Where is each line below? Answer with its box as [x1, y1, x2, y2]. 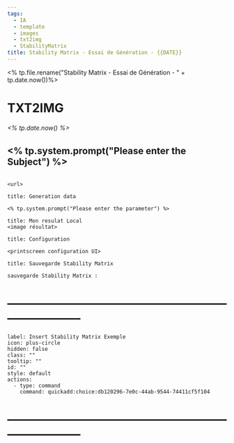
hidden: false [7, 345, 49, 352]
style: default [7, 370, 52, 377]
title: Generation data [7, 193, 77, 200]
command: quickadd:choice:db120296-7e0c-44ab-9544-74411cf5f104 [19, 388, 210, 395]
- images [13, 29, 39, 37]
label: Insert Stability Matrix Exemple [7, 333, 127, 340]
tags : [7, 10, 23, 17]
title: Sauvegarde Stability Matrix [7, 260, 114, 267]
